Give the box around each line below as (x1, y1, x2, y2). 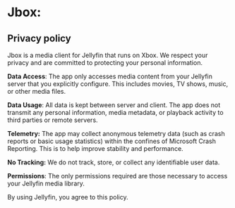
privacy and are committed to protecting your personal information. (7, 59, 203, 67)
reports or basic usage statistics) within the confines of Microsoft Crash (7, 137, 217, 145)
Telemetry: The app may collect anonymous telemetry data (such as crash (7, 130, 225, 137)
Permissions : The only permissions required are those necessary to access (7, 172, 228, 180)
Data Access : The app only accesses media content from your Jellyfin (7, 72, 213, 80)
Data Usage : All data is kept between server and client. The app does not (7, 101, 221, 109)
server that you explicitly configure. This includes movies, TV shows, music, (7, 80, 229, 88)
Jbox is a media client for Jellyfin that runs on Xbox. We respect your (7, 51, 208, 59)
